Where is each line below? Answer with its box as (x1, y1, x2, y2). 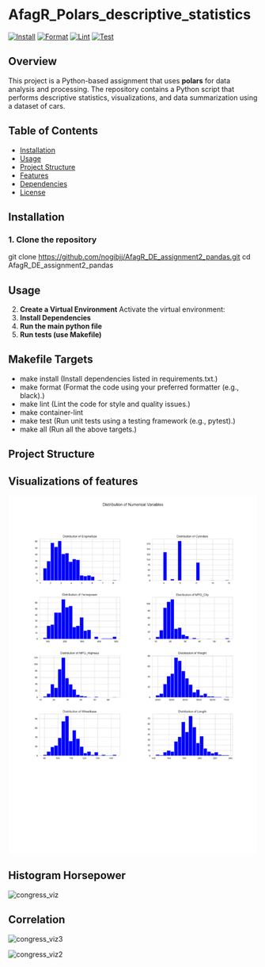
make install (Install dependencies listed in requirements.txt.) (19, 374, 218, 383)
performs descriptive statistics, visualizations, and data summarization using (8, 93, 258, 102)
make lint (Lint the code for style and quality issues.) (19, 399, 191, 409)
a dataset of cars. (8, 101, 66, 110)
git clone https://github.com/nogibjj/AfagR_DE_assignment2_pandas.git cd (8, 252, 251, 262)
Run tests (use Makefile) (19, 330, 102, 340)
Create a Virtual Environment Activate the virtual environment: (19, 305, 225, 314)
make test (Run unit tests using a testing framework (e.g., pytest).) (19, 416, 236, 425)
